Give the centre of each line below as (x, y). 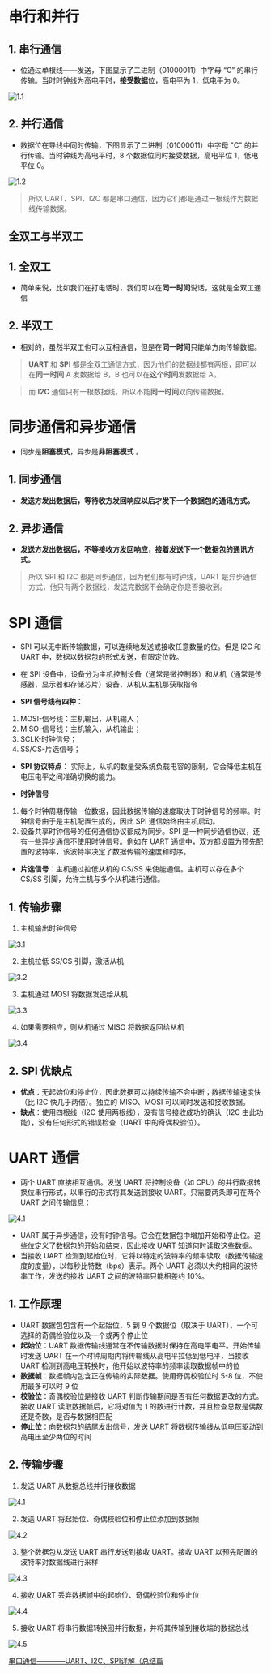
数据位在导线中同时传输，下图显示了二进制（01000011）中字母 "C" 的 (136, 145)
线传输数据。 (49, 209)
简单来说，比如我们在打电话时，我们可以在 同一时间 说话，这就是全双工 (137, 288)
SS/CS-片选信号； (50, 749)
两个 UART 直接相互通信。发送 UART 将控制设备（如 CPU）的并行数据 (137, 1182)
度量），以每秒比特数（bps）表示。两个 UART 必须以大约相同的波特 (146, 1266)
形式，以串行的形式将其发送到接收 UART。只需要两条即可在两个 (155, 1192)
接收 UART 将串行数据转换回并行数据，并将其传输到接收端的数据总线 (134, 1628)
